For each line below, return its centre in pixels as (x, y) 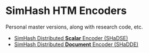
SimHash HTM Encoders (66, 11)
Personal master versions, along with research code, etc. (74, 27)
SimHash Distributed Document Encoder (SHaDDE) (76, 44)
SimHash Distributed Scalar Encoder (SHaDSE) (71, 38)
